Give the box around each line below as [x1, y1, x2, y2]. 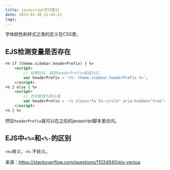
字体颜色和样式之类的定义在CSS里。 [5, 31, 81, 37]
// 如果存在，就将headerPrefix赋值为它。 [23, 70, 103, 76]
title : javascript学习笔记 [5, 7, 59, 13]
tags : [5, 17, 17, 22]
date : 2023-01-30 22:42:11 [5, 12, 62, 17]
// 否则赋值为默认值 [23, 94, 61, 99]
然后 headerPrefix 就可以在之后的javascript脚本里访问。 [5, 118, 119, 124]
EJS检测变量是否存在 [5, 47, 71, 56]
